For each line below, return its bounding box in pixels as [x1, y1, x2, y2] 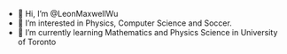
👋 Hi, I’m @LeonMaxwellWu [17, 9, 119, 19]
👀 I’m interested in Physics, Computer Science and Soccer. [17, 18, 232, 28]
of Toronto [17, 36, 57, 47]
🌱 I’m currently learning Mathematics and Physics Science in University [17, 27, 278, 37]
